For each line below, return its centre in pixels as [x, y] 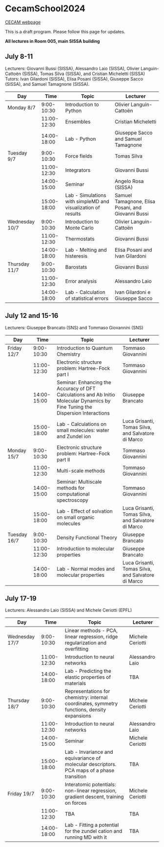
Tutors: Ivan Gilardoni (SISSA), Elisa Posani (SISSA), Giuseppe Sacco [74, 79]
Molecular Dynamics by [84, 400]
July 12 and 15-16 [32, 316]
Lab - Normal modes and [86, 569]
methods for [71, 488]
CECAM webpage [23, 22]
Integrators [78, 170]
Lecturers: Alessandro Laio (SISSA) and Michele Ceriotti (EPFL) [69, 610]
